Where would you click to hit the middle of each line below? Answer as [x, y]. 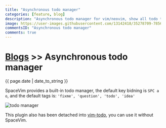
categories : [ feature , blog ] [35, 14]
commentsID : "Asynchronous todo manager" [48, 28]
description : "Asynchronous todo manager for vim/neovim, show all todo [82, 19]
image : [12, 23]
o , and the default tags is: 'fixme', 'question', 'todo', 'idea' [70, 96]
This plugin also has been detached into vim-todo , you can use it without [79, 115]
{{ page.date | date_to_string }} [37, 81]
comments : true [21, 32]
